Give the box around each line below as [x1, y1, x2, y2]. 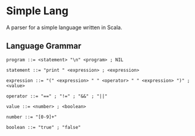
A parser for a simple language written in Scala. [6, 24, 122, 31]
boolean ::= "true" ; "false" [6, 124, 81, 130]
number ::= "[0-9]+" [6, 114, 58, 120]
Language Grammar [6, 41, 81, 51]
